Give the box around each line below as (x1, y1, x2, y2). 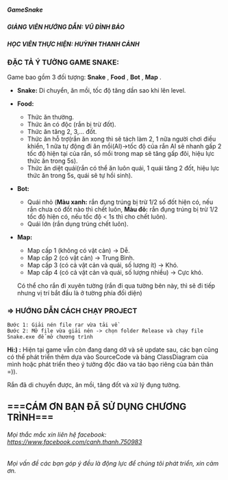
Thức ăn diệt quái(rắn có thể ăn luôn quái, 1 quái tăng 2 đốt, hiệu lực (27, 164, 220, 172)
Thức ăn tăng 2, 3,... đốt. (27, 128, 97, 136)
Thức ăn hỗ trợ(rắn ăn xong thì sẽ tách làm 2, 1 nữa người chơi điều (27, 135, 216, 144)
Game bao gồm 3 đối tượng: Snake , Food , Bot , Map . (7, 73, 162, 82)
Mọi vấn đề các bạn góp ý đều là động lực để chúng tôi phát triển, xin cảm (7, 459, 219, 467)
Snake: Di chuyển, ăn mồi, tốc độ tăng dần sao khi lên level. (16, 87, 186, 95)
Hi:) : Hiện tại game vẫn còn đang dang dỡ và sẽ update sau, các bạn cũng (7, 345, 219, 354)
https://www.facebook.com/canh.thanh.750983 (7, 438, 142, 446)
